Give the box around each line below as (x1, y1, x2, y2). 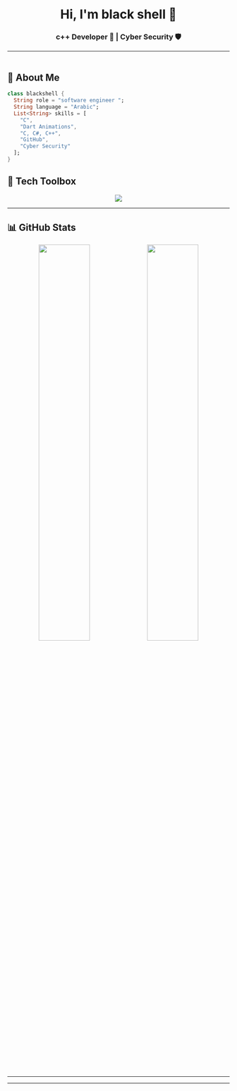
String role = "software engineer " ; (13, 97, 125, 104)
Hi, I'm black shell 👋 (60, 6, 177, 23)
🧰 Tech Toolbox (7, 176, 76, 188)
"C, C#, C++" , (20, 130, 61, 137)
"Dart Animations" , (20, 123, 78, 130)
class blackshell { (7, 90, 65, 97)
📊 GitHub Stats (7, 222, 76, 234)
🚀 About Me (7, 71, 60, 83)
